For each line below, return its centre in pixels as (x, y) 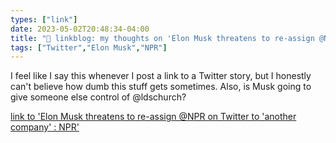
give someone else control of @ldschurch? (98, 97)
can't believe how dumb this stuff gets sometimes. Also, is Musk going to (161, 87)
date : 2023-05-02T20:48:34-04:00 (80, 29)
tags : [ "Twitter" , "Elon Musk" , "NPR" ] (89, 47)
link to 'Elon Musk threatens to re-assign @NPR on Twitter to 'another (153, 117)
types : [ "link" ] (44, 19)
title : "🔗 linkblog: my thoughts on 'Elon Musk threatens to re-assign (162, 38)
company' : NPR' (45, 127)
